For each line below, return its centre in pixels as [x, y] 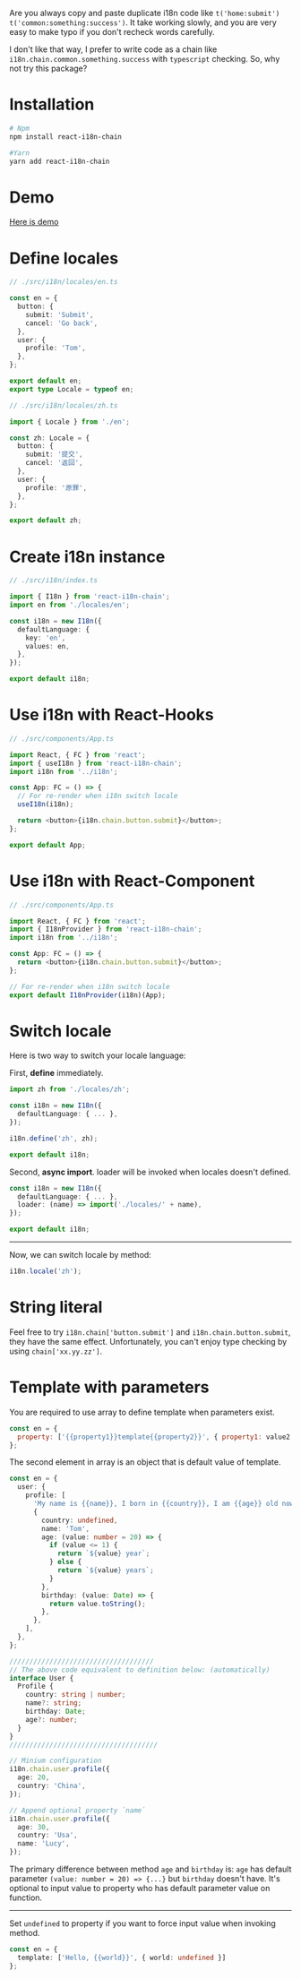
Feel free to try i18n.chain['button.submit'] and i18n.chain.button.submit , [150, 1332]
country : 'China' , [52, 1786]
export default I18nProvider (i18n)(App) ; [88, 995]
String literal [56, 1308]
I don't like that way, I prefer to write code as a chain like [113, 49]
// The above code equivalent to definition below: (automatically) [140, 1670]
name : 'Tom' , [66, 1528]
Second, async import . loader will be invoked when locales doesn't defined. [150, 1172]
